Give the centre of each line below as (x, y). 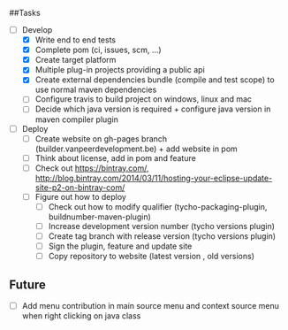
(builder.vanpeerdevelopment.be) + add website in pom (136, 149)
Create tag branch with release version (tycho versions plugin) (162, 236)
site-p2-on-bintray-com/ (80, 187)
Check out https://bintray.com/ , (92, 168)
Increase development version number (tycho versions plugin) (162, 226)
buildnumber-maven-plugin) (100, 217)
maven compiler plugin (77, 119)
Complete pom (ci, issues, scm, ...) (98, 50)
